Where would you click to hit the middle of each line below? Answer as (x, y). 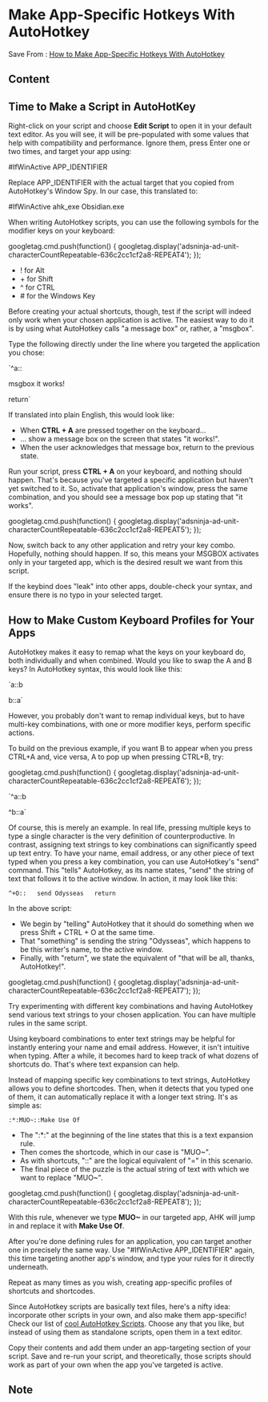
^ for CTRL (37, 287)
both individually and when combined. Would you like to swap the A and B (130, 660)
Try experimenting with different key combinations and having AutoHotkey (131, 1006)
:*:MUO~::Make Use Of (44, 1120)
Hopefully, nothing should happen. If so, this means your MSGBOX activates (134, 554)
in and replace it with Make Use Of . (66, 1225)
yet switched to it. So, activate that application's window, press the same (128, 489)
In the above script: (40, 908)
